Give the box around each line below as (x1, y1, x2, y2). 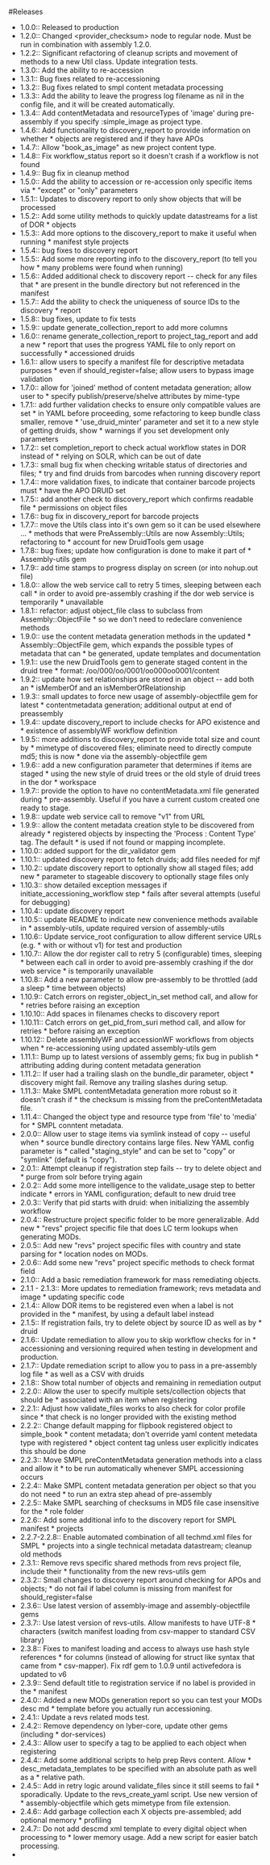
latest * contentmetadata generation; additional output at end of (19, 700, 232, 710)
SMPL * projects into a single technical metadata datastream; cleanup (19, 1541, 252, 1550)
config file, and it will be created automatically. (19, 100, 175, 109)
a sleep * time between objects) (19, 983, 127, 992)
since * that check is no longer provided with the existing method (19, 1412, 237, 1422)
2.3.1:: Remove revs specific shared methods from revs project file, (19, 1558, 242, 1567)
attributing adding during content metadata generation (19, 1061, 201, 1070)
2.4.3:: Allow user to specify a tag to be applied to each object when (19, 1738, 247, 1747)
